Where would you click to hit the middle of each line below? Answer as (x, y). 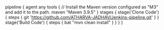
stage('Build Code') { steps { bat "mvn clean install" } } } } (64, 22)
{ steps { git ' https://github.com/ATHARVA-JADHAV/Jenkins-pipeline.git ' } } (82, 17)
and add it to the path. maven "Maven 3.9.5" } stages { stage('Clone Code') (82, 12)
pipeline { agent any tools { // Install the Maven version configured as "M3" (82, 7)
